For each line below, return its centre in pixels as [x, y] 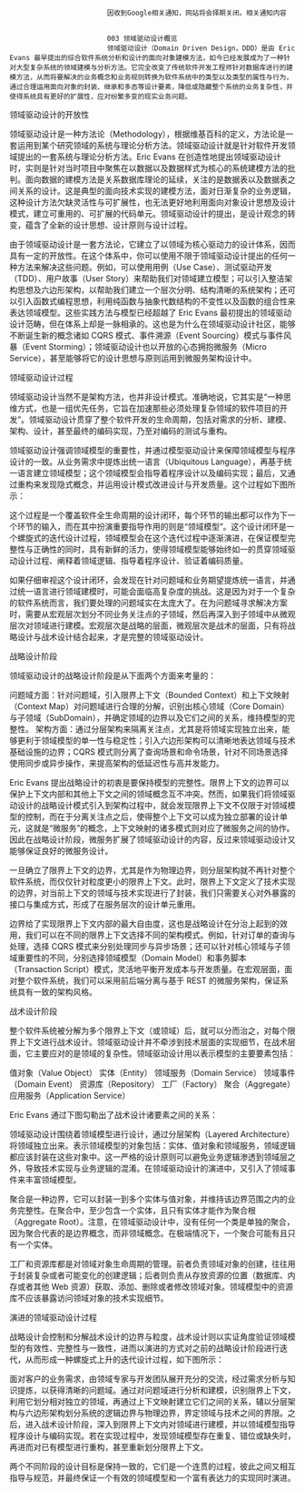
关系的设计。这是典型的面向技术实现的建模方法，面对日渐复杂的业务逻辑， [156, 191]
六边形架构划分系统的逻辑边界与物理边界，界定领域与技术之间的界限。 [156, 1413]
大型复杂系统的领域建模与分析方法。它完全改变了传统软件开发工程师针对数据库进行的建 [154, 67]
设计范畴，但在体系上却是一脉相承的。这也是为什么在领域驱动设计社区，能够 [152, 324]
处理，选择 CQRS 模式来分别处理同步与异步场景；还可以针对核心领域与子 [146, 946]
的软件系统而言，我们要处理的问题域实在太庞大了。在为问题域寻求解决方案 [148, 603]
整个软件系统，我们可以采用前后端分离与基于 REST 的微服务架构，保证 [149, 980]
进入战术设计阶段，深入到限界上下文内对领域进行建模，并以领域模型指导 [160, 1424]
